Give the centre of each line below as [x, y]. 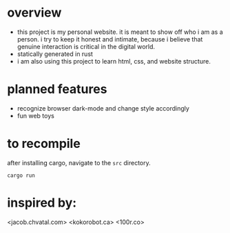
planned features [57, 90]
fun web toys [36, 115]
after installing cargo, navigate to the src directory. [79, 162]
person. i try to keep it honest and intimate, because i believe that [110, 39]
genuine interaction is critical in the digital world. [86, 46]
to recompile [44, 144]
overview [34, 13]
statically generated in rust [55, 54]
